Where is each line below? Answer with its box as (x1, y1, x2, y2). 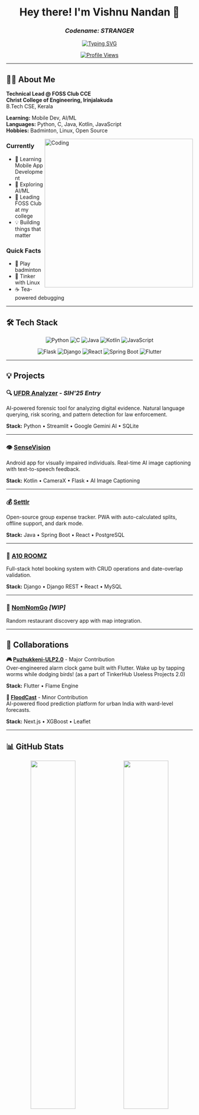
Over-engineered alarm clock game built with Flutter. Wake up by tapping (6, 664, 185, 671)
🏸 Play (14, 260, 31, 267)
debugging (37, 294, 65, 301)
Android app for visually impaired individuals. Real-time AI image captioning (6, 459, 191, 466)
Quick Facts (6, 246, 41, 255)
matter (14, 231, 31, 238)
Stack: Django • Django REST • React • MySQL (6, 583, 123, 591)
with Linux (14, 279, 40, 286)
